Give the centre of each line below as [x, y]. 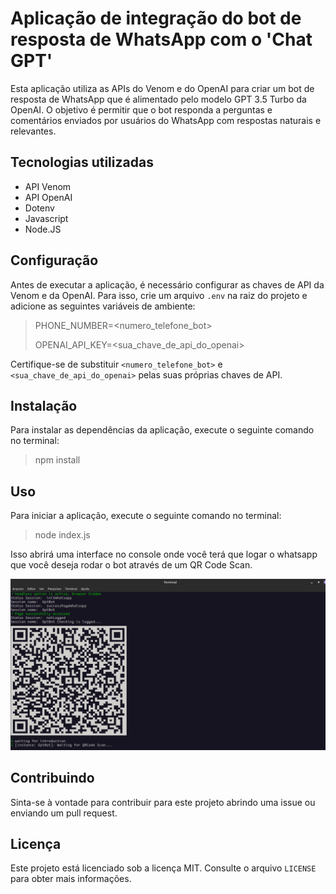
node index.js [62, 535]
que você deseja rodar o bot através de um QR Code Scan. [131, 565]
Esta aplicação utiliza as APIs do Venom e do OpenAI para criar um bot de [162, 88]
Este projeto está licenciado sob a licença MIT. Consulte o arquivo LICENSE [163, 868]
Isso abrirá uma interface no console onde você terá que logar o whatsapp [164, 554]
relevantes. [33, 131]
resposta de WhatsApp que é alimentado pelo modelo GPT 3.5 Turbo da [158, 99]
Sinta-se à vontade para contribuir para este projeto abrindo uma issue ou [163, 802]
